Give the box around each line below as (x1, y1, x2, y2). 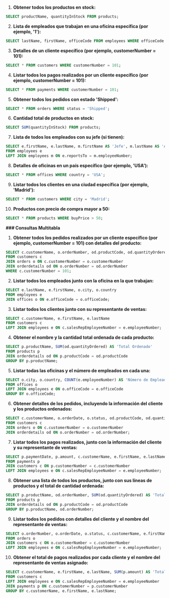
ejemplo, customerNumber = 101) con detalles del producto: (13, 240, 142, 246)
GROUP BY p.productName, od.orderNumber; (6, 506, 94, 512)
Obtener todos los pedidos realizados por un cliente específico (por (13, 234, 158, 241)
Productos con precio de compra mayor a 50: (13, 206, 110, 212)
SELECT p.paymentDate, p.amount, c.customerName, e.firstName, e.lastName (6, 454, 166, 459)
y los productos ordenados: (13, 406, 73, 412)
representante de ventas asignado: (13, 560, 89, 566)
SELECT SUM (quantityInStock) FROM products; (6, 125, 101, 130)
